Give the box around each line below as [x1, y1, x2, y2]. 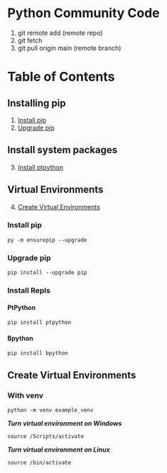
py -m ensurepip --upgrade [7, 236, 87, 244]
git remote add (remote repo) [17, 28, 103, 37]
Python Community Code [7, 5, 160, 21]
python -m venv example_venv [7, 407, 94, 414]
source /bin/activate [7, 459, 72, 467]
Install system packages [7, 144, 118, 156]
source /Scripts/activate [7, 433, 84, 440]
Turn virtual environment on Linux [7, 445, 110, 454]
